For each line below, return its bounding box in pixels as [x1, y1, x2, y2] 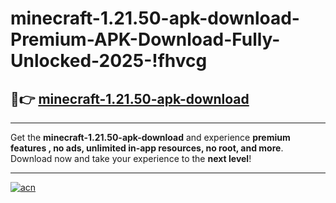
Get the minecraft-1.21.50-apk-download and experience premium [10, 132, 291, 143]
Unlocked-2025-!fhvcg [10, 50, 208, 72]
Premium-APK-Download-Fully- [10, 28, 281, 51]
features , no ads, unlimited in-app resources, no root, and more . [10, 142, 284, 154]
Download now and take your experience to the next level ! [10, 153, 252, 164]
